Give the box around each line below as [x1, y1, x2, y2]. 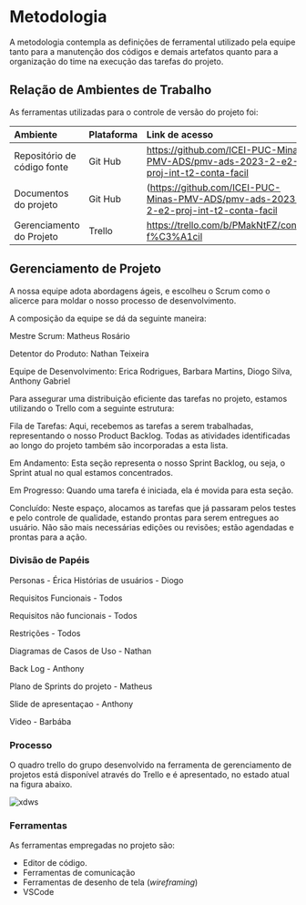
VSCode [22, 887, 55, 898]
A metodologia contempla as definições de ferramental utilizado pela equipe [9, 36, 296, 47]
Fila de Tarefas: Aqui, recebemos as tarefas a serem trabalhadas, [9, 420, 254, 431]
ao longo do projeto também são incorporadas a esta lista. [9, 439, 229, 450]
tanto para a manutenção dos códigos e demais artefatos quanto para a [9, 46, 279, 57]
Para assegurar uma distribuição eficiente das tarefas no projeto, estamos [9, 393, 288, 404]
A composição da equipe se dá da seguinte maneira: [9, 313, 207, 324]
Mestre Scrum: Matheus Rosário [9, 330, 130, 341]
